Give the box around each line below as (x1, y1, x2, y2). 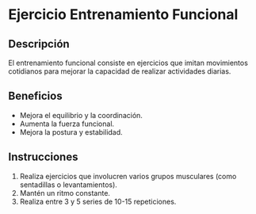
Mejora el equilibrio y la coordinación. (19, 110, 143, 120)
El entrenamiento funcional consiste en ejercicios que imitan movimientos (8, 58, 248, 67)
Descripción (8, 37, 70, 51)
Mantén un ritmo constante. (19, 188, 111, 197)
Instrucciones (8, 151, 78, 164)
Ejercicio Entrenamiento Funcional (8, 6, 239, 24)
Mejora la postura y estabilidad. (19, 127, 123, 136)
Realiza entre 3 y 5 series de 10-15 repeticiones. (19, 197, 177, 206)
